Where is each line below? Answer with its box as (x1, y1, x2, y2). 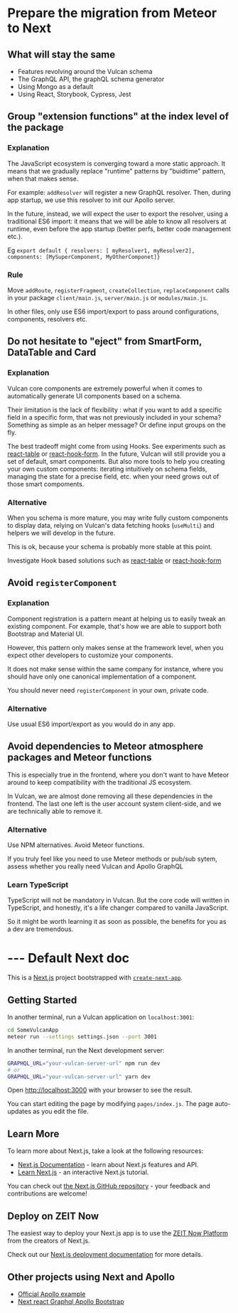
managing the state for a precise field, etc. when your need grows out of (7, 472, 220, 481)
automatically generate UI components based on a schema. (7, 391, 182, 400)
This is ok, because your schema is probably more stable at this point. (7, 542, 212, 551)
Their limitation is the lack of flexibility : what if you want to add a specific (7, 405, 222, 414)
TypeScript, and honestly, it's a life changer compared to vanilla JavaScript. (7, 903, 229, 912)
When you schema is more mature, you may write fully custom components (7, 514, 229, 522)
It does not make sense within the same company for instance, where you (7, 664, 224, 673)
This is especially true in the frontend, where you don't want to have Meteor (7, 770, 229, 779)
